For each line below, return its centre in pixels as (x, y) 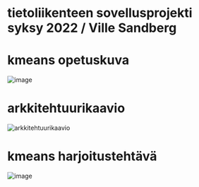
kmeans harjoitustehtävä (82, 156)
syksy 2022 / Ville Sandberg (92, 28)
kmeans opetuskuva (68, 60)
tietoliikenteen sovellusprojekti (100, 13)
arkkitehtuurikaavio (66, 108)
